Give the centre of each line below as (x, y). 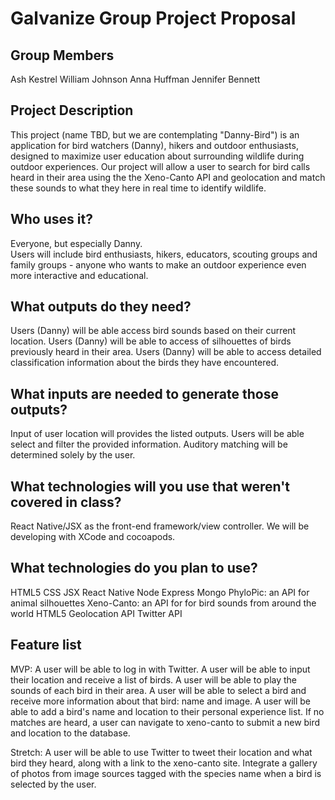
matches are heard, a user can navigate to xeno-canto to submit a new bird (165, 722)
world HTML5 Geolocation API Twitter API (96, 613)
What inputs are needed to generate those (144, 393)
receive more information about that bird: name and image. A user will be (160, 701)
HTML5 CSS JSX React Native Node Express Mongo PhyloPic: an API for (160, 592)
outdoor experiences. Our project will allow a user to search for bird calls (160, 166)
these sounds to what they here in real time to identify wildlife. (138, 188)
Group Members (62, 55)
